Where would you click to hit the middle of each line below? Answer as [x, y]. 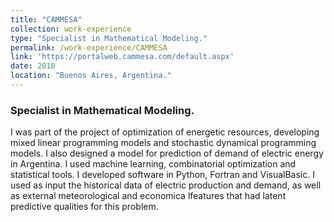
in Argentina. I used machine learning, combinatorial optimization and [153, 164]
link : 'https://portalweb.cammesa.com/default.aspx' [122, 57]
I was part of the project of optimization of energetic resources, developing [165, 132]
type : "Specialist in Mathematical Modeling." [109, 38]
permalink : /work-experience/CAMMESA [89, 47]
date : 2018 [33, 66]
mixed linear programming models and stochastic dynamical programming [163, 143]
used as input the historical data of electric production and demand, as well [166, 185]
